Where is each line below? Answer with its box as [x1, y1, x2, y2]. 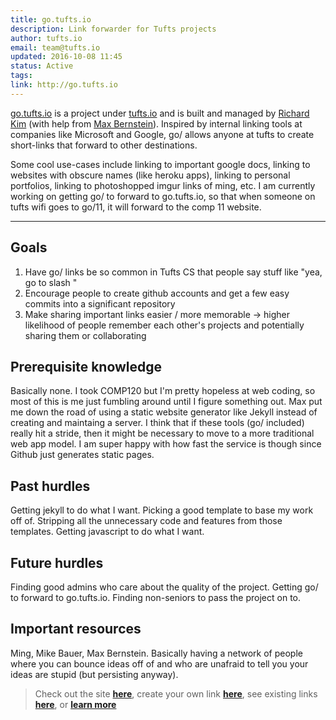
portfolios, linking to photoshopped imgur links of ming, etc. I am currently [10, 179, 316, 191]
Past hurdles [10, 477, 91, 495]
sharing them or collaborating [24, 329, 147, 341]
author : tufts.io [10, 33, 83, 43]
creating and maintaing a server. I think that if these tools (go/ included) [10, 417, 305, 429]
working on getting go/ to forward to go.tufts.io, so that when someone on [10, 190, 316, 202]
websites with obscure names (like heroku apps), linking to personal [10, 169, 291, 181]
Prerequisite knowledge [10, 358, 163, 375]
